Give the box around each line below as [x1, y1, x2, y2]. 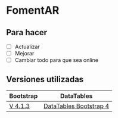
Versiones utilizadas [6, 74, 84, 84]
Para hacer [6, 27, 48, 38]
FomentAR [6, 4, 60, 17]
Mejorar [14, 50, 35, 57]
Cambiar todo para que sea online [14, 57, 98, 64]
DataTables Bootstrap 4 [44, 102, 109, 110]
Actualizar [14, 43, 40, 50]
